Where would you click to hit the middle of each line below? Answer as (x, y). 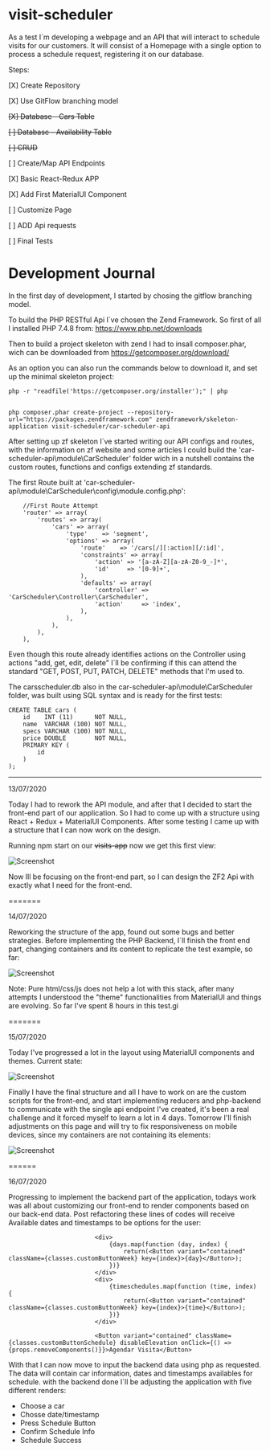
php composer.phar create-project (66, 412)
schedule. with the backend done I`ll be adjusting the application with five (130, 1382)
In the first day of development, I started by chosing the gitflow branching (130, 296)
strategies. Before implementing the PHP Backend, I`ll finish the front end (129, 940)
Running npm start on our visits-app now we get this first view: (112, 845)
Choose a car (42, 1406)
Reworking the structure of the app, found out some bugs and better (121, 932)
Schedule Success (51, 1440)
